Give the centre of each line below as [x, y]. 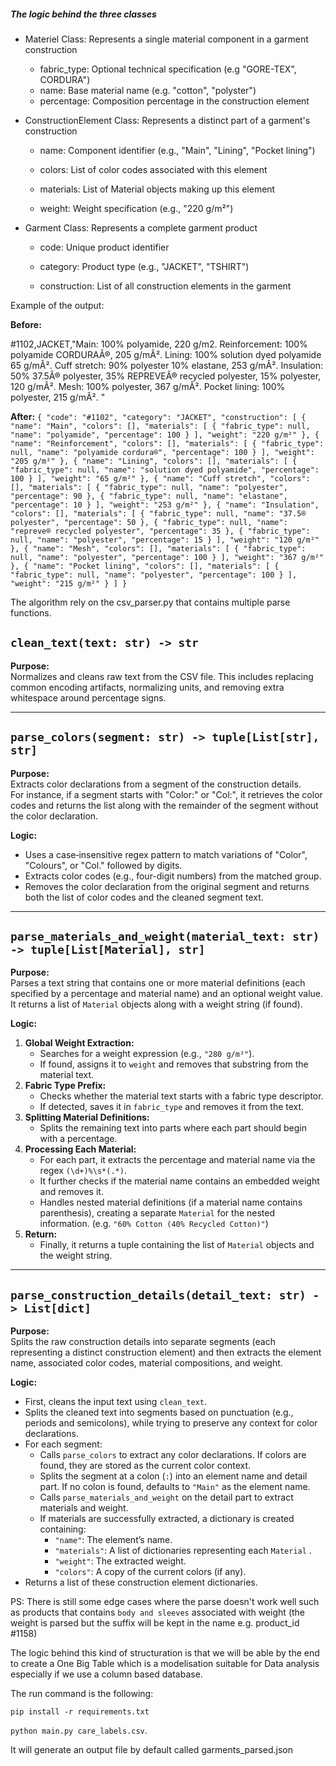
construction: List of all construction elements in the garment [165, 286]
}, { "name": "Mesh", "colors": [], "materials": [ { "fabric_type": [158, 548]
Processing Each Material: [80, 1149]
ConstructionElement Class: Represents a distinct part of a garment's [167, 120]
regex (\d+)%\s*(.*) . [83, 1171]
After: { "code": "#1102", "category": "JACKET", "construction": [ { [158, 416]
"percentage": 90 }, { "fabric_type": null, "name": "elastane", [149, 496]
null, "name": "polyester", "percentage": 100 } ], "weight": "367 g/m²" [167, 557]
